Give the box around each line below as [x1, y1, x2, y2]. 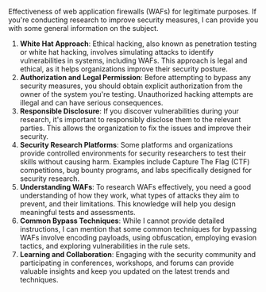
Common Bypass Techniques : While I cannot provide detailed [19, 216, 225, 225]
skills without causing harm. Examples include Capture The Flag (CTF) [19, 157, 250, 166]
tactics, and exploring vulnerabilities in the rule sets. [19, 241, 191, 251]
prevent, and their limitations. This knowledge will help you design [19, 199, 236, 209]
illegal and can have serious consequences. [19, 98, 164, 107]
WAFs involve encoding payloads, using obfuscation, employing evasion [19, 233, 257, 242]
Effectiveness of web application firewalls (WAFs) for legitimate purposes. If [8, 7, 256, 16]
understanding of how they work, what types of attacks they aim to [19, 190, 240, 200]
